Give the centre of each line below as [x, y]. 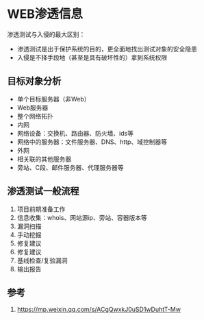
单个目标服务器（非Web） [53, 99]
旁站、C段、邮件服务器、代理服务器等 [71, 167]
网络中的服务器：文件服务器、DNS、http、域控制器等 [92, 142]
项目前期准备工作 [41, 209]
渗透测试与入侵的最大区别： [46, 34]
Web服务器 [33, 108]
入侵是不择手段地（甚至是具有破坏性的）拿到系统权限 [92, 57]
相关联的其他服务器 [44, 159]
